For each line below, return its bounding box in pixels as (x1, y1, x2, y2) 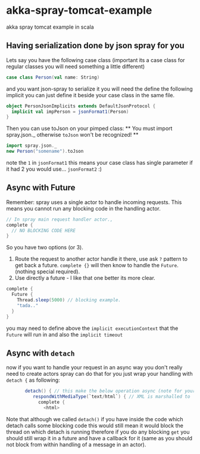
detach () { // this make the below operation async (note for (24, 388, 183, 394)
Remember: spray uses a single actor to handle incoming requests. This (6, 198, 182, 206)
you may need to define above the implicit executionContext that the (6, 325, 179, 332)
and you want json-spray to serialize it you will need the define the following (6, 85, 193, 92)
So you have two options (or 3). (6, 244, 83, 251)
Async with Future (6, 183, 76, 193)
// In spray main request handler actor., (6, 216, 113, 223)
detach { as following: (6, 376, 61, 384)
